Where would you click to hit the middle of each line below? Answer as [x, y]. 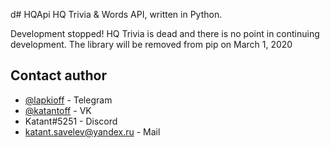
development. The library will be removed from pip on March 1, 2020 [151, 44]
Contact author [59, 75]
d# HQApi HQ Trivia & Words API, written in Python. [116, 14]
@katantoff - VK [58, 110]
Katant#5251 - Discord [71, 121]
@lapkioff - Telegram [68, 100]
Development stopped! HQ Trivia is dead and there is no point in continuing [165, 33]
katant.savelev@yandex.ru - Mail [92, 131]
